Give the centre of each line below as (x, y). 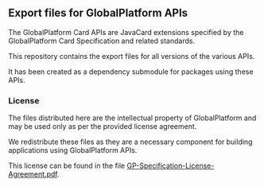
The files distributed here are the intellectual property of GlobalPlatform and (132, 118)
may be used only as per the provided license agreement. (103, 127)
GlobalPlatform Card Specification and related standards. (102, 41)
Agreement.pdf (33, 174)
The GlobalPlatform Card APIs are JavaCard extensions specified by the (126, 32)
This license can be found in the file (67, 166)
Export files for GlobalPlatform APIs (98, 13)
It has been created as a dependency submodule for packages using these (131, 72)
